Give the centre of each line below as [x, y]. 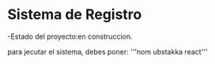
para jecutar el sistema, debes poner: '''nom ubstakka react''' [107, 51]
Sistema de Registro [75, 15]
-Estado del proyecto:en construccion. [70, 36]
